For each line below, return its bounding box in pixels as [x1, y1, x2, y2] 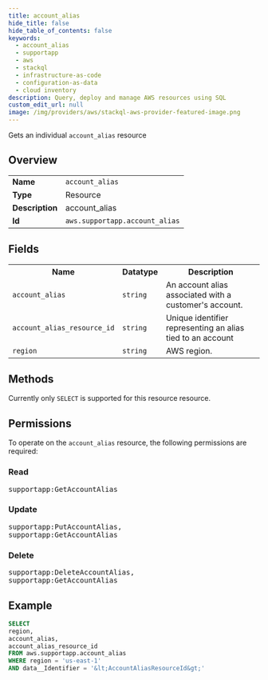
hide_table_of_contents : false [8, 26, 112, 34]
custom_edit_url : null [8, 101, 84, 109]
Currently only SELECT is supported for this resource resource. [8, 394, 211, 403]
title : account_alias [8, 11, 81, 20]
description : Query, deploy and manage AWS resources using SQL [8, 94, 227, 102]
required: [8, 446, 38, 456]
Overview [8, 154, 58, 167]
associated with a [166, 289, 232, 300]
